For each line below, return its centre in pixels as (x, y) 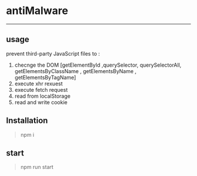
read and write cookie (41, 102)
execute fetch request (41, 89)
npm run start (37, 167)
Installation (27, 121)
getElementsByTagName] (45, 77)
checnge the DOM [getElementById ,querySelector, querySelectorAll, (98, 65)
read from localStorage (43, 96)
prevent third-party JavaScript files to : (53, 53)
